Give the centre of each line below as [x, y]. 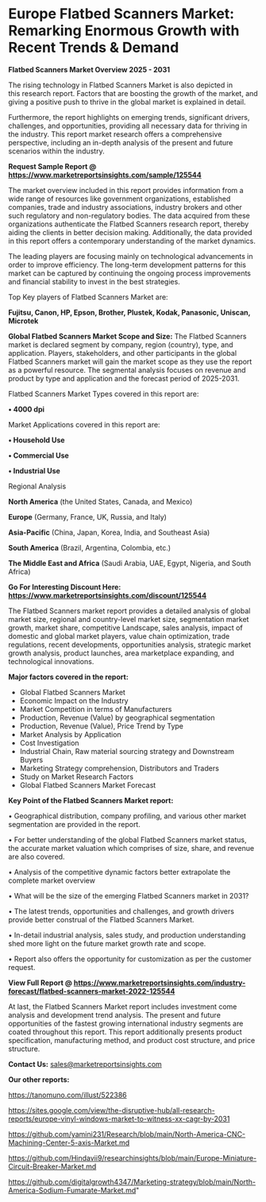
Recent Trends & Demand [94, 48]
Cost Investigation [49, 743]
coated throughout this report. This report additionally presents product [125, 1032]
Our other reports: [39, 1079]
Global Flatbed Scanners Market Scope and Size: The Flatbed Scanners [127, 336]
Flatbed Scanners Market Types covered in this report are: [104, 393]
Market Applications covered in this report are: [84, 424]
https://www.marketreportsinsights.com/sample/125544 [105, 175]
